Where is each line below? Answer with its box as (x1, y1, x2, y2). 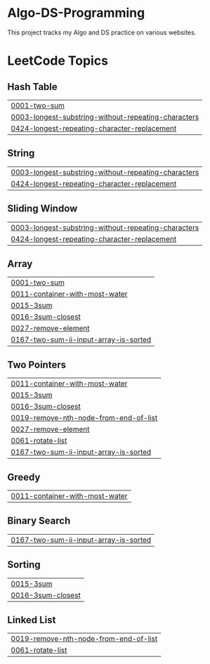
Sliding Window (7, 202, 78, 215)
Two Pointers (7, 358, 67, 370)
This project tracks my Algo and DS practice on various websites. (7, 28, 197, 37)
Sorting (7, 559, 41, 571)
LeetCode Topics (7, 53, 109, 69)
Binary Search (7, 515, 71, 527)
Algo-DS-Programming (7, 5, 145, 21)
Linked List (7, 614, 56, 626)
